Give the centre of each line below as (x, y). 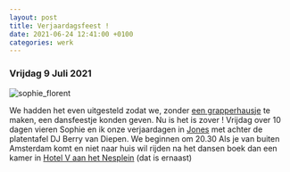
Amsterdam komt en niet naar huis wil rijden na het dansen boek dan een (144, 148)
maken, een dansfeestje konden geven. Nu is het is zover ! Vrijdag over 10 (145, 119)
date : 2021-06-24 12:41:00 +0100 (71, 34)
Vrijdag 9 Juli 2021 (50, 74)
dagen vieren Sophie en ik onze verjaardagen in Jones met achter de (136, 129)
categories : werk (41, 42)
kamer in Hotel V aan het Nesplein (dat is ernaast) (101, 158)
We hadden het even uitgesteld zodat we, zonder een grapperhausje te (140, 110)
